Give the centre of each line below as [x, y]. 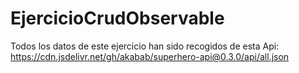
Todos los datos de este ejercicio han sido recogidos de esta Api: [145, 46]
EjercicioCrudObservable [117, 18]
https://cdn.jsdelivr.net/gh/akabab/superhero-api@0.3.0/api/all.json [150, 56]
